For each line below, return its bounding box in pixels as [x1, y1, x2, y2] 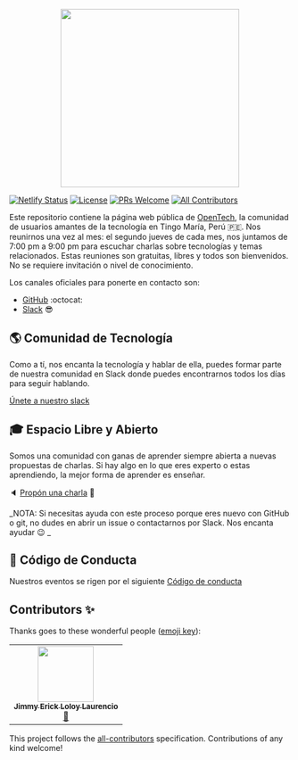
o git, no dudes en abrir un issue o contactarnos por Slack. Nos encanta [9, 517, 274, 528]
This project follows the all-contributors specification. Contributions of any [9, 733, 284, 744]
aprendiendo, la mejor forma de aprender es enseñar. [9, 469, 206, 480]
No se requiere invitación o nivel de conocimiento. [9, 260, 194, 270]
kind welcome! [9, 743, 63, 754]
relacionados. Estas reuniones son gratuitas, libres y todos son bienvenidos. [9, 251, 289, 260]
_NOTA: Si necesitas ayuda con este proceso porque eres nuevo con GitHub [9, 508, 290, 518]
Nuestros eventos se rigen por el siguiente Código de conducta [9, 576, 243, 587]
